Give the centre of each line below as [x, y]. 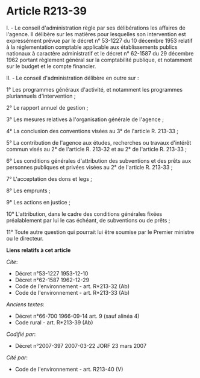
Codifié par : [21, 334]
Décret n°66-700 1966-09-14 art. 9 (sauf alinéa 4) [77, 316]
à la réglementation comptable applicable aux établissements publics [92, 47]
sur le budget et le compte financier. [51, 66]
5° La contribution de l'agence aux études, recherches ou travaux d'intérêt [99, 142]
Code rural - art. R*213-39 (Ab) [54, 322]
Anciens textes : [26, 304]
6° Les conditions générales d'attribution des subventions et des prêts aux [99, 160]
